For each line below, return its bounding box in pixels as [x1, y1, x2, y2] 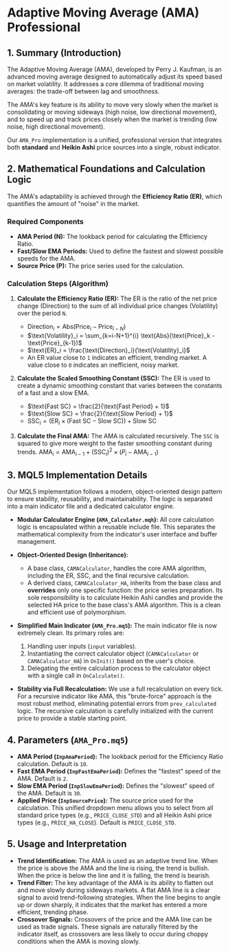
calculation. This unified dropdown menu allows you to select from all [16, 804, 214, 812]
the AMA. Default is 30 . [16, 789, 82, 798]
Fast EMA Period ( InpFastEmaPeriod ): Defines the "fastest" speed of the [16, 767, 221, 776]
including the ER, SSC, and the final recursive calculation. [27, 571, 190, 580]
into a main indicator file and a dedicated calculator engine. [7, 502, 175, 511]
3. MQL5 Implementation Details [7, 469, 148, 480]
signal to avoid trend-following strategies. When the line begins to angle [16, 893, 221, 901]
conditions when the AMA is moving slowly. [16, 937, 141, 945]
